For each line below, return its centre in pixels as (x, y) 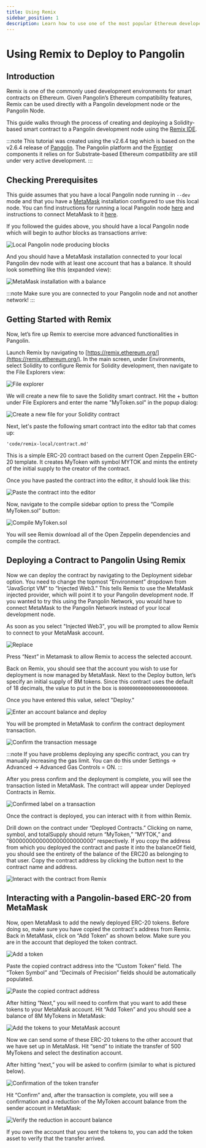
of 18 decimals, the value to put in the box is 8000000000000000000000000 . (97, 688)
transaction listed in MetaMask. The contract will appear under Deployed (98, 785)
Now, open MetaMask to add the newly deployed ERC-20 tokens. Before (98, 923)
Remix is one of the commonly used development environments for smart (99, 91)
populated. (20, 979)
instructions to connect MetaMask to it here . (62, 214)
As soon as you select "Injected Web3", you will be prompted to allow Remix (103, 626)
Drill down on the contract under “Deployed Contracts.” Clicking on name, (100, 827)
